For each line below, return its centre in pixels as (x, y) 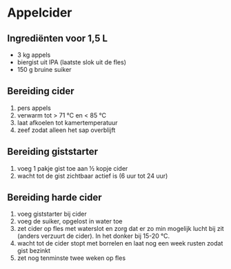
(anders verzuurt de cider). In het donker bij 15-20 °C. (93, 236)
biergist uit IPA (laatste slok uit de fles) (71, 62)
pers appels (34, 108)
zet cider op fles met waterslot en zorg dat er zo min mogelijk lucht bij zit (120, 229)
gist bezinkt (33, 251)
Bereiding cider (41, 91)
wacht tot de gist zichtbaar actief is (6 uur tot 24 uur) (92, 176)
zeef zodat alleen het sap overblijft (66, 130)
